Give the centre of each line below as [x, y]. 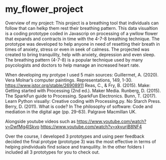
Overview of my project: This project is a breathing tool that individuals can [82, 23]
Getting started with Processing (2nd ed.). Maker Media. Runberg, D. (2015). [83, 90]
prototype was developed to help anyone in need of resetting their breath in [83, 44]
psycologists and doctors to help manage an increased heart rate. [73, 65]
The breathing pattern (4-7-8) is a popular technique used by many [74, 60]
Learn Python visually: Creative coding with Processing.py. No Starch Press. [83, 101]
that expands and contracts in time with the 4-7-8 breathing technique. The [83, 39]
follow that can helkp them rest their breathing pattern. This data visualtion [82, 28]
